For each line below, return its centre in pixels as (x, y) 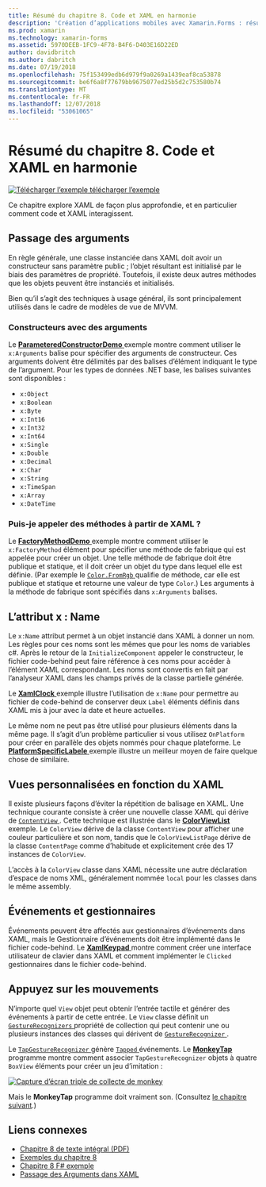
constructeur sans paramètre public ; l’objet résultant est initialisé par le (125, 266)
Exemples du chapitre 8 (58, 1158)
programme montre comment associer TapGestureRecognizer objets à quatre (133, 1058)
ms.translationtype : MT (47, 89)
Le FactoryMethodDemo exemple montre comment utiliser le (108, 541)
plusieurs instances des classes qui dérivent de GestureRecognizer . (119, 1034)
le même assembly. (40, 886)
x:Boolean (36, 403)
